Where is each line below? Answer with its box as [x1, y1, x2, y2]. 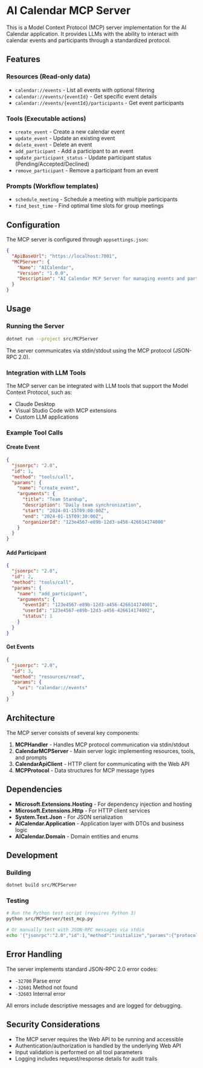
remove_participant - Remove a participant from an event [14, 166, 158, 174]
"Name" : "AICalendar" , [17, 265, 74, 271]
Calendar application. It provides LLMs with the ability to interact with [6, 30, 179, 37]
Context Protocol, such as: [6, 388, 72, 396]
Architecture [6, 713, 56, 723]
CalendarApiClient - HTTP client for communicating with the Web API [14, 760, 190, 768]
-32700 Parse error [14, 977, 62, 984]
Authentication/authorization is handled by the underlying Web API [14, 1042, 181, 1049]
